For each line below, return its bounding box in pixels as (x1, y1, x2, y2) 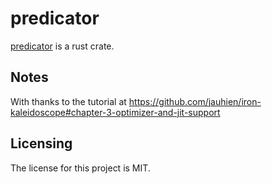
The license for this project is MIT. (10, 162, 151, 174)
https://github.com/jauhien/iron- (128, 95, 262, 107)
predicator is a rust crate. (10, 40, 115, 52)
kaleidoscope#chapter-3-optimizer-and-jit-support (10, 106, 221, 118)
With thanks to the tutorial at (10, 95, 127, 107)
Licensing (10, 135, 73, 152)
